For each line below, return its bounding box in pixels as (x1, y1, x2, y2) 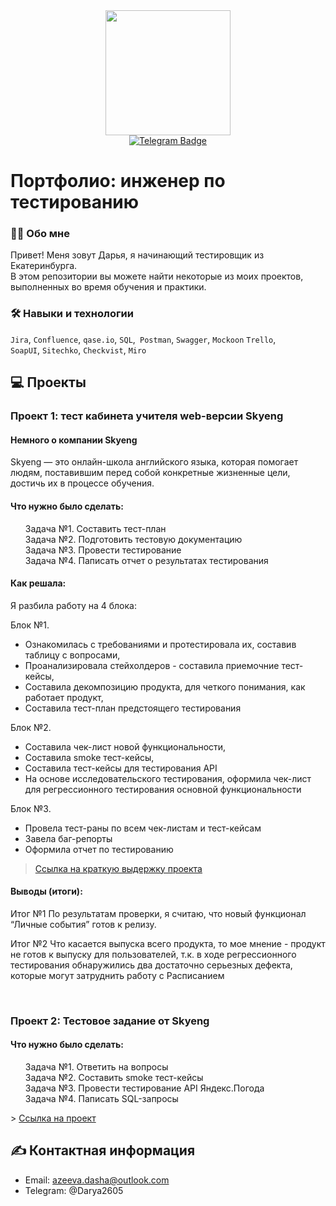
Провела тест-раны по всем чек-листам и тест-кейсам (24, 822, 262, 834)
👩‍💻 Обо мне (10, 227, 71, 241)
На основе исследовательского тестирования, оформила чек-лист (24, 772, 312, 784)
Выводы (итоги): (10, 885, 83, 898)
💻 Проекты (10, 374, 87, 391)
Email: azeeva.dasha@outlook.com (24, 1174, 170, 1186)
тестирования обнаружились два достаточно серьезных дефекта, (10, 959, 293, 971)
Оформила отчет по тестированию (24, 843, 174, 855)
